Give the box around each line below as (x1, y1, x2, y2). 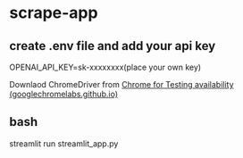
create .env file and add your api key (9, 38, 216, 54)
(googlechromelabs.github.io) (9, 88, 119, 99)
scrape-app (9, 3, 98, 23)
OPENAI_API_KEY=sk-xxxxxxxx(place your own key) (9, 62, 202, 72)
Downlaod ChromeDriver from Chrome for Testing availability (9, 79, 234, 89)
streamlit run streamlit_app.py (9, 137, 119, 149)
